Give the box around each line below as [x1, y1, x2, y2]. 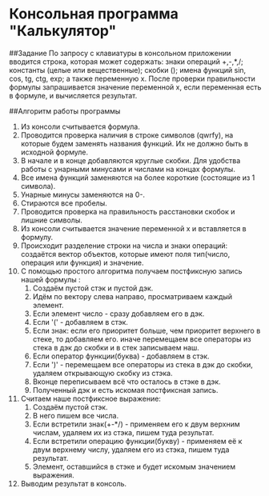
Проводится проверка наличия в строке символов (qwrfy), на [20, 130, 234, 140]
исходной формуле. [20, 147, 89, 157]
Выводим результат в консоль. [20, 478, 127, 488]
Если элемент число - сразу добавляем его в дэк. [32, 309, 205, 318]
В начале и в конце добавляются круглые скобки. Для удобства [20, 155, 241, 165]
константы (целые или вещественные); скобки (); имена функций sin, [9, 65, 247, 74]
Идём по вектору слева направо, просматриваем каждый [32, 291, 233, 301]
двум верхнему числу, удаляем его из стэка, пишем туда [32, 445, 230, 454]
